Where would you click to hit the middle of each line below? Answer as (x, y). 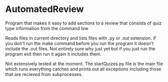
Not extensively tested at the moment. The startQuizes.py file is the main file (84, 63)
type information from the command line (47, 28)
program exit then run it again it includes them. (53, 54)
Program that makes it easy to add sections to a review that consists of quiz (83, 23)
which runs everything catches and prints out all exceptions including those (83, 69)
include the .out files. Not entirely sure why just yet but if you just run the (80, 48)
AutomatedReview (45, 9)
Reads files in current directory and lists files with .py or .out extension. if (81, 38)
